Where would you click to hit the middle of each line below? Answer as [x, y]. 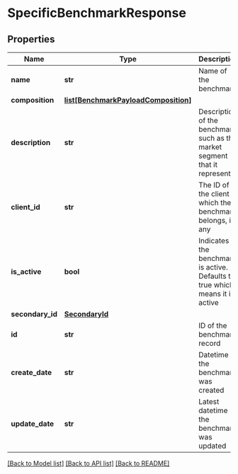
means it [212, 294]
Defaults [212, 276]
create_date [31, 372]
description [31, 143]
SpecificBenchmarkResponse [97, 13]
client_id [25, 207]
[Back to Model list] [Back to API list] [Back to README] [89, 463]
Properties [31, 39]
